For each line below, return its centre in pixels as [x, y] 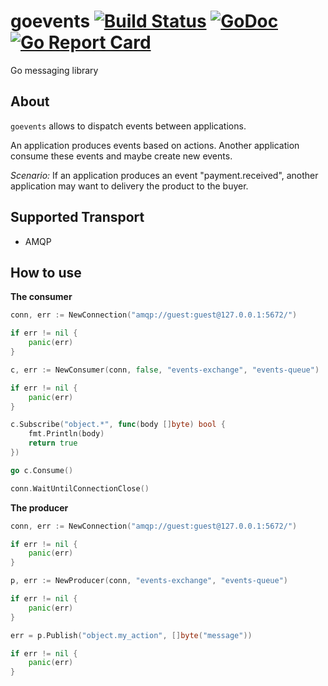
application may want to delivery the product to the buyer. [129, 186]
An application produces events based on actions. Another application [155, 145]
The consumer [41, 297]
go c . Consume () [42, 470]
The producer [39, 507]
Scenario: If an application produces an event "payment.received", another [164, 175]
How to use [46, 272]
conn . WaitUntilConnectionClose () [80, 488]
